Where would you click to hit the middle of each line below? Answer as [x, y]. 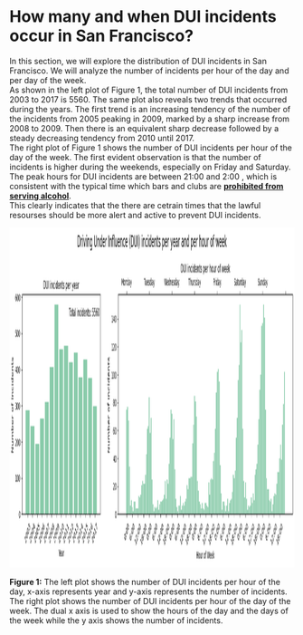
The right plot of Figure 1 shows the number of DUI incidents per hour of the [151, 148]
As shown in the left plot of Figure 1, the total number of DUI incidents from [149, 90]
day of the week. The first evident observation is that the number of [136, 157]
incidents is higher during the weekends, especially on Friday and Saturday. [150, 167]
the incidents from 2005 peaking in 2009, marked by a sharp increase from [150, 119]
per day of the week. [48, 80]
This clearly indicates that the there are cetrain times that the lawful [135, 205]
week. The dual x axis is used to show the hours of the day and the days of [149, 611]
